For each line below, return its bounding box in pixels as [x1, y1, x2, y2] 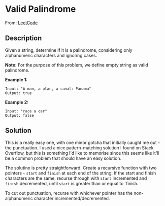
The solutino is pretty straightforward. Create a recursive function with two [5, 165, 157, 171]
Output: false [5, 113, 34, 118]
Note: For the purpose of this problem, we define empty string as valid [5, 62, 149, 68]
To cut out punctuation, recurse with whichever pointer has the [5, 190, 133, 196]
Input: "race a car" [5, 108, 48, 114]
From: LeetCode [5, 20, 38, 26]
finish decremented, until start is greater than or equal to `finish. [5, 180, 139, 186]
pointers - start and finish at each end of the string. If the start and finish [5, 170, 156, 176]
